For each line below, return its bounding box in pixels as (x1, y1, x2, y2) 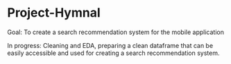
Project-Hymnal (7, 5, 101, 21)
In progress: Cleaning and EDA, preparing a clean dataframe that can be (7, 41, 214, 49)
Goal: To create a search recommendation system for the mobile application (7, 28, 224, 36)
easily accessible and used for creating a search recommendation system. (7, 49, 220, 57)
